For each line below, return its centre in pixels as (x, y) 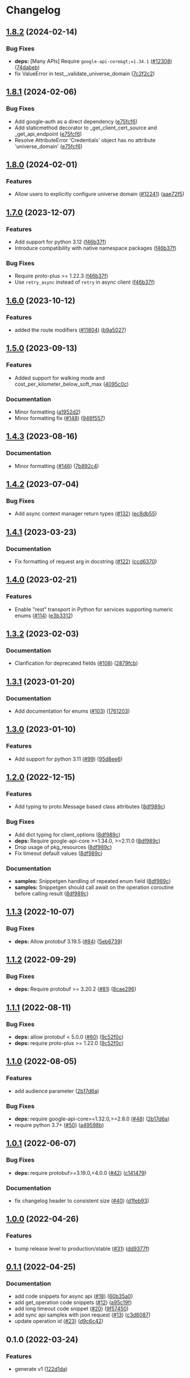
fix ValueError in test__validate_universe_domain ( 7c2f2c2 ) (84, 73)
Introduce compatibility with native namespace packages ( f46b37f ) (96, 248)
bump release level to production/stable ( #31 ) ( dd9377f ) (82, 1248)
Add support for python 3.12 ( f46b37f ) (60, 242)
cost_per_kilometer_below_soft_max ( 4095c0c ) (72, 384)
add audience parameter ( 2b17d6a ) (57, 1091)
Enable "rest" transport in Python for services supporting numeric (94, 609)
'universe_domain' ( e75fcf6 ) (49, 146)
